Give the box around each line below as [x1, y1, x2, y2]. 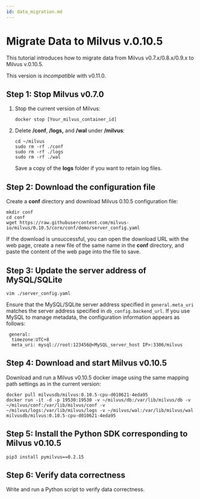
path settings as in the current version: [6, 380, 101, 388]
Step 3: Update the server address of [6, 265, 147, 275]
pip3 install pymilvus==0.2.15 [6, 454, 84, 460]
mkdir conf [6, 209, 33, 215]
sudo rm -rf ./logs [14, 149, 64, 155]
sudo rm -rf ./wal [14, 154, 61, 160]
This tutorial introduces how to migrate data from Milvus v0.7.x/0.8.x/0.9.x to [6, 54, 194, 61]
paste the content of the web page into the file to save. [6, 248, 141, 255]
